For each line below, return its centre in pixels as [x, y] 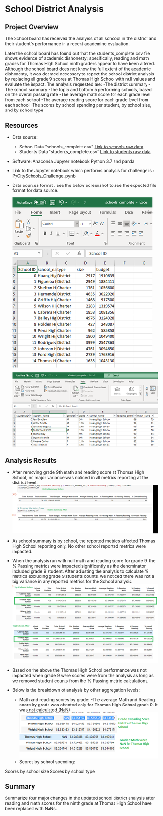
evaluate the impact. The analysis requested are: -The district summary [76, 84]
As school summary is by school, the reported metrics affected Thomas [84, 541]
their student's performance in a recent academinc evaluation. [67, 44]
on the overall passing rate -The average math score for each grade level [78, 94]
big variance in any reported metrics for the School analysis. [72, 581]
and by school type [24, 110]
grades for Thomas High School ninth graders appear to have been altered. [80, 64]
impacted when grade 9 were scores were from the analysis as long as [83, 676]
